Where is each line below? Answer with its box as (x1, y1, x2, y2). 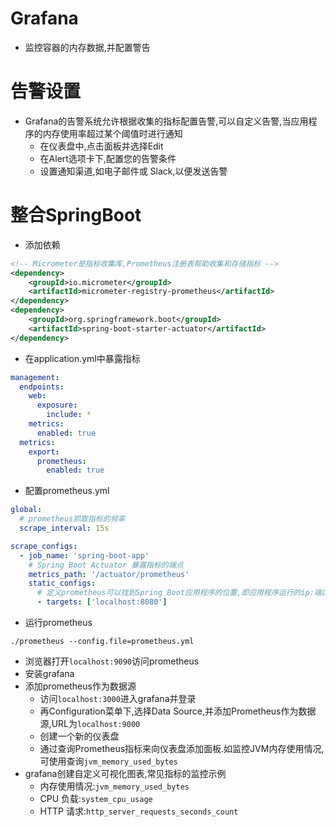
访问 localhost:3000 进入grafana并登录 (39, 693, 197, 705)
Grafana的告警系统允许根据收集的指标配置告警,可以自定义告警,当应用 (24, 115, 309, 127)
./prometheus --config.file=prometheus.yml (10, 637, 195, 647)
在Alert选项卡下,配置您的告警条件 (39, 152, 177, 164)
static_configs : (28, 578, 97, 589)
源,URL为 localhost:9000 (39, 718, 141, 730)
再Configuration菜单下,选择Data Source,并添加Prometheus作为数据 (39, 705, 317, 717)
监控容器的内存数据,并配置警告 (24, 41, 151, 53)
